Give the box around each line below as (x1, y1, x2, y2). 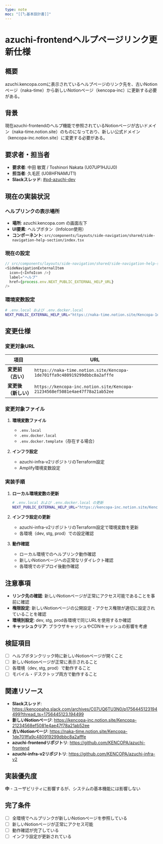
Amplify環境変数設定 (19, 465, 61, 471)
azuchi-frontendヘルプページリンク (5, 34, 149, 45)
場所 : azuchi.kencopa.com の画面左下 (12, 220, 87, 226)
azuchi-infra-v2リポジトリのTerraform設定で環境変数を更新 (19, 524, 139, 530)
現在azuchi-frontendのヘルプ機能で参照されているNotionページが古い (5, 123, 144, 129)
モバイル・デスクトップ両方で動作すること (12, 671, 98, 677)
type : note (5, 7, 27, 12)
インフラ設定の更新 (12, 514, 51, 520)
